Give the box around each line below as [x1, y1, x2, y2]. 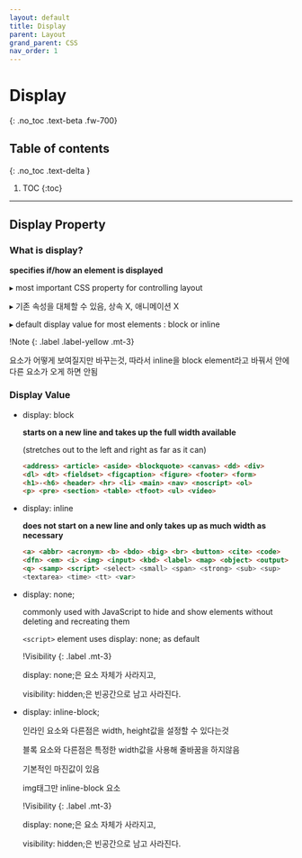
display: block [22, 409, 75, 420]
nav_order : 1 [9, 47, 58, 56]
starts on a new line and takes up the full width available [22, 427, 236, 438]
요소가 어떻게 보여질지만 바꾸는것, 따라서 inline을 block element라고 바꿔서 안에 [9, 355, 290, 366]
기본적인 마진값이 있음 [22, 763, 101, 774]
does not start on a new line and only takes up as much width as [22, 520, 267, 531]
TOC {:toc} [22, 182, 63, 194]
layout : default [9, 13, 70, 23]
